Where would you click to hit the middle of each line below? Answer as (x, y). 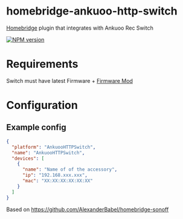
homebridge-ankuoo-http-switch (92, 11)
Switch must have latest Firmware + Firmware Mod (69, 80)
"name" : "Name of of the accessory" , (70, 170)
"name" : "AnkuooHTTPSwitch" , (48, 152)
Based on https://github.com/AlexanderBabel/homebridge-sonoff (88, 209)
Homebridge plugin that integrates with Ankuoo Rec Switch (80, 28)
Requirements (42, 64)
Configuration (42, 106)
